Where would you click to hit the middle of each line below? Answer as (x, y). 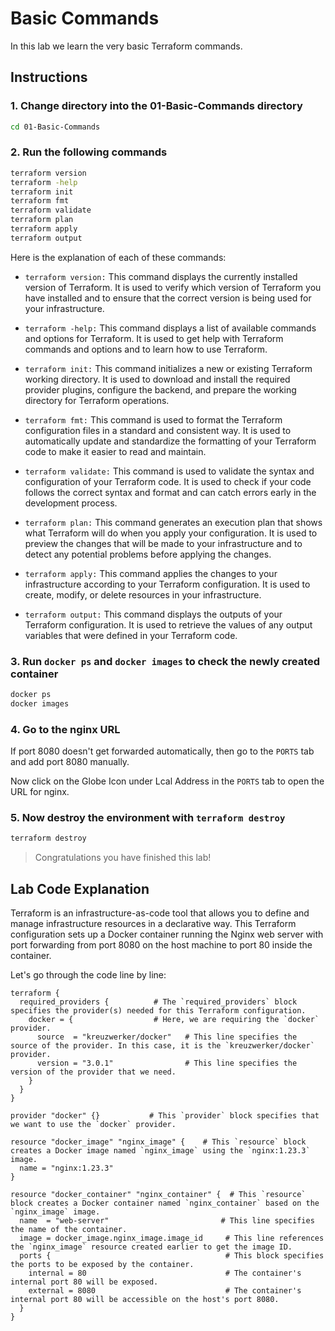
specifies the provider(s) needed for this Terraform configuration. (158, 1011)
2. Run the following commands (89, 152)
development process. (71, 503)
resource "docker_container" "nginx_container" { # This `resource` (158, 1195)
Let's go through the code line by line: (88, 975)
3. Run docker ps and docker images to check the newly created (165, 661)
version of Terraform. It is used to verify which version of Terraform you (173, 287)
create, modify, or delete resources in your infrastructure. (143, 594)
